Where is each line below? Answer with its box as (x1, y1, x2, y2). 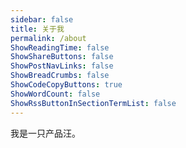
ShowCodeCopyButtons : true (10, 80, 123, 90)
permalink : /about (10, 33, 87, 43)
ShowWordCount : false (10, 89, 101, 99)
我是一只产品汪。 (10, 127, 81, 139)
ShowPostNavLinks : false (10, 61, 114, 71)
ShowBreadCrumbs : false (10, 71, 110, 81)
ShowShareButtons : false (10, 52, 114, 62)
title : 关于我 (10, 24, 65, 34)
